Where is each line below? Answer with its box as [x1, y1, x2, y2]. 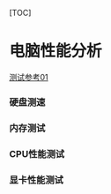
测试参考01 [9, 71, 48, 82]
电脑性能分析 [9, 41, 103, 61]
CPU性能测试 [9, 147, 65, 160]
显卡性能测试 [9, 174, 64, 186]
